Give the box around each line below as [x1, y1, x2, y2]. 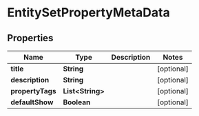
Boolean [63, 97, 91, 107]
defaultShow [10, 97, 54, 107]
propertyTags [10, 86, 56, 95]
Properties [7, 32, 54, 44]
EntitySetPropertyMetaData [7, 5, 170, 21]
